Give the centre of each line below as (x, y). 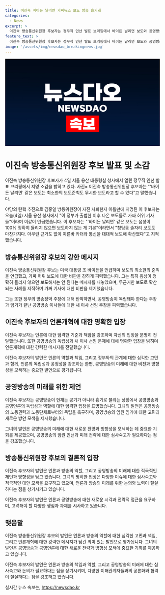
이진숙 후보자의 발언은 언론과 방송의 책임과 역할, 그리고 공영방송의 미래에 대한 (79, 564)
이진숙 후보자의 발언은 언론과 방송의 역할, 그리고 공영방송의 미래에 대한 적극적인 (81, 471)
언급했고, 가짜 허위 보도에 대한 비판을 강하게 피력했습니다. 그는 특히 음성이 (81, 276)
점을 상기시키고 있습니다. (42, 489)
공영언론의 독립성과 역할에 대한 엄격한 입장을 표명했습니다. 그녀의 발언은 (74, 406)
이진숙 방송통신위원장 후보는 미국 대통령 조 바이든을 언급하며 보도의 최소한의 (78, 270)
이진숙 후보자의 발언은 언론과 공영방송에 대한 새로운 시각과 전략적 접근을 (74, 499)
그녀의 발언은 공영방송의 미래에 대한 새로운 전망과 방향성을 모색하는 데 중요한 (79, 429)
